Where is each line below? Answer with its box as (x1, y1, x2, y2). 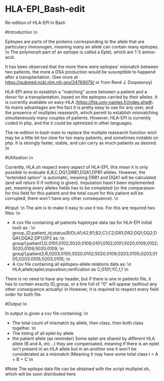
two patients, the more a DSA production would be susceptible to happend (5, 69, 156, 74)
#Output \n (5, 301, 27, 307)
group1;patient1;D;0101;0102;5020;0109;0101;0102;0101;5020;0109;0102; (12, 240, 159, 246)
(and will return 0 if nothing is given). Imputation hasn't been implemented (5, 180, 155, 186)
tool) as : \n (12, 224, 35, 231)
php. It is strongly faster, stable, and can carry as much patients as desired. (5, 140, 158, 145)
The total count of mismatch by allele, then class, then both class (12, 320, 143, 326)
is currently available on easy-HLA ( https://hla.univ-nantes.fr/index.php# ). (5, 99, 154, 105)
